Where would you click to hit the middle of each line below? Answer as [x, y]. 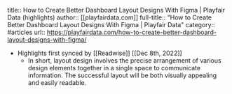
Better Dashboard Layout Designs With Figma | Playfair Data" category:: [111, 25]
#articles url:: [26, 32]
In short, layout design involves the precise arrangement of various [125, 61]
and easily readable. [57, 83]
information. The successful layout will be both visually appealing [122, 75]
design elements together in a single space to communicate [114, 68]
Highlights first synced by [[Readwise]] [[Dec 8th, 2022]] [100, 53]
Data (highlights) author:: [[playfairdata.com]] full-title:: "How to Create [110, 17]
